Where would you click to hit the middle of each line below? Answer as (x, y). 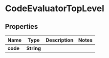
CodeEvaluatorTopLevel (55, 9)
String (33, 48)
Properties (22, 27)
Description (60, 40)
